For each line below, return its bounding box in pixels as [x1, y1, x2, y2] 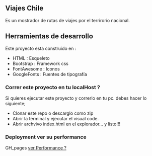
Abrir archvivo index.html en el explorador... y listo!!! [12, 121, 121, 127]
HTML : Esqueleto [12, 55, 50, 61]
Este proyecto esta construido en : [5, 45, 77, 51]
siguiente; [5, 100, 26, 106]
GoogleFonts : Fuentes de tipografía [12, 71, 87, 77]
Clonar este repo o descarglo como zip [12, 110, 94, 116]
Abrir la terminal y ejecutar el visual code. [12, 115, 99, 121]
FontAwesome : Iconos [12, 65, 60, 72]
